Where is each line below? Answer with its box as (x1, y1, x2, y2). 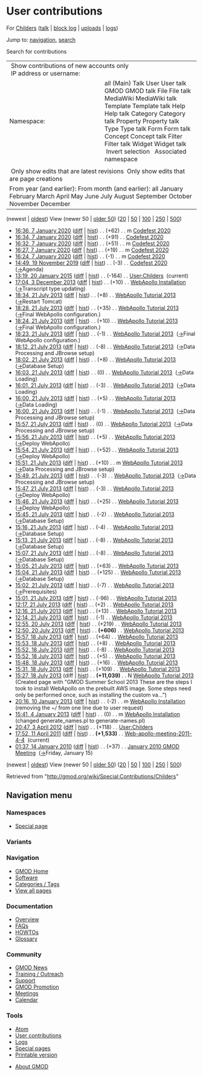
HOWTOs (14, 929, 39, 936)
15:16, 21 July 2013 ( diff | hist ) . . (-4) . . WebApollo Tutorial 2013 (14, 523, 174, 530)
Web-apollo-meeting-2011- (124, 729, 192, 737)
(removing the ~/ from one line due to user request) (14, 704, 144, 711)
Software (14, 874, 38, 881)
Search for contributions (6, 47, 67, 55)
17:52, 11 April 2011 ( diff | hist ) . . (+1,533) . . (14, 729, 124, 737)
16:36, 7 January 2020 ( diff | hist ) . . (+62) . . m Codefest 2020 (14, 226, 171, 234)
